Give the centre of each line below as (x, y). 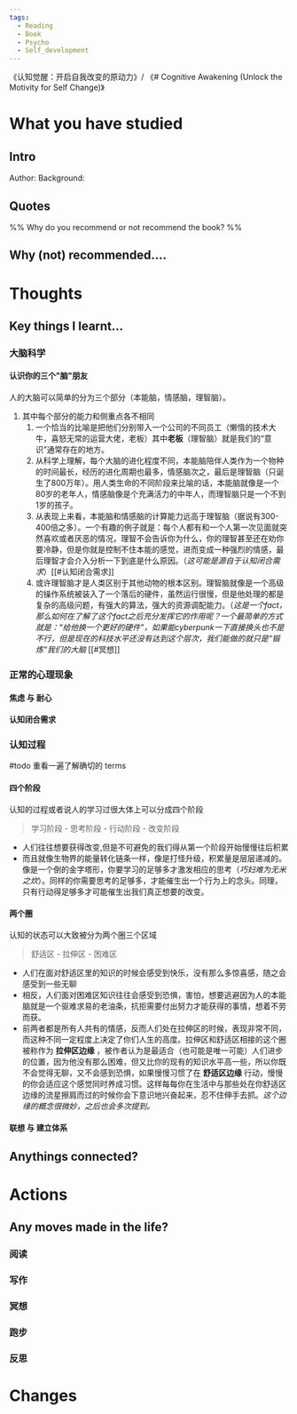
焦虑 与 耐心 (31, 698)
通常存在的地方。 (78, 450)
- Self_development (53, 51)
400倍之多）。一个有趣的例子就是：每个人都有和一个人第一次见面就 (157, 527)
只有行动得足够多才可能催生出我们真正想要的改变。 (115, 891)
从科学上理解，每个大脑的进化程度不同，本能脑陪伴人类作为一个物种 (160, 461)
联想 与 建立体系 (39, 1128)
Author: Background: (47, 178)
